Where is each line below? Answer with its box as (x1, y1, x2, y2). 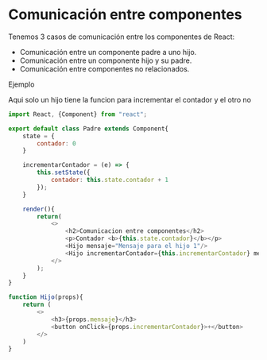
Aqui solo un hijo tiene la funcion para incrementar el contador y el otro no (8, 95, 252, 104)
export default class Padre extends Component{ (8, 125, 169, 133)
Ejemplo (8, 79, 35, 89)
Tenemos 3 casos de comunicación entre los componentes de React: (8, 32, 235, 41)
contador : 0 (37, 139, 77, 148)
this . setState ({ (37, 168, 91, 176)
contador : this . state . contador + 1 (50, 176, 169, 184)
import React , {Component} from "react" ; (8, 110, 148, 118)
